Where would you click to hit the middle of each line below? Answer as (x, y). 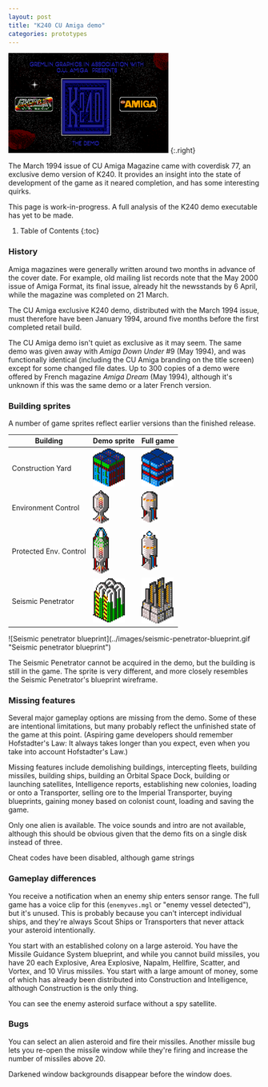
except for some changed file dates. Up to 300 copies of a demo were (124, 368)
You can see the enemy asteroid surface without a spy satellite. (113, 1003)
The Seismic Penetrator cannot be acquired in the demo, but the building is (132, 662)
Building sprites (40, 406)
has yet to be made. (41, 215)
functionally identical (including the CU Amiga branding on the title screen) (131, 359)
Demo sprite (114, 441)
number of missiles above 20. (57, 1058)
